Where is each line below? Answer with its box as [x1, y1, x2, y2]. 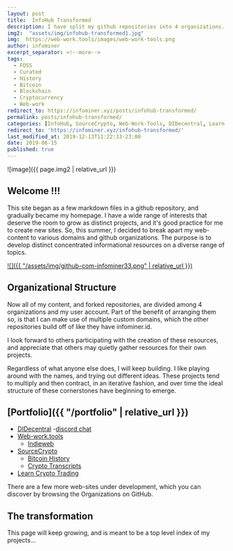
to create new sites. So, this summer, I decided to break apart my [7, 225, 193, 234]
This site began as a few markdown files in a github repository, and [7, 203, 199, 212]
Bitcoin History [27, 454, 70, 463]
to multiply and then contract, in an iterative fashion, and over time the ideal [7, 378, 223, 387]
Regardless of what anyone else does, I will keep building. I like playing [7, 364, 210, 372]
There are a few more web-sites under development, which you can [7, 483, 201, 491]
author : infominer [7, 42, 60, 49]
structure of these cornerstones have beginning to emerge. [7, 386, 177, 394]
